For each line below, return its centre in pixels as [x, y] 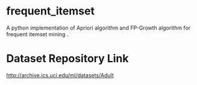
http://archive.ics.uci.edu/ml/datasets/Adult [60, 75]
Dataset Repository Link [67, 59]
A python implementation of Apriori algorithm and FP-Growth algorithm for [98, 28]
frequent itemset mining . [37, 34]
